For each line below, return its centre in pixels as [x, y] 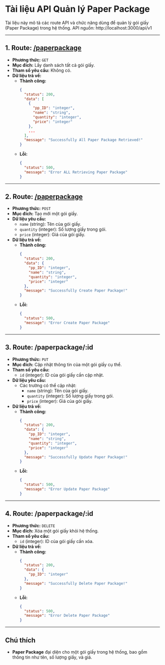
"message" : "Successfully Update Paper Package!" [76, 457]
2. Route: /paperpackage [44, 197]
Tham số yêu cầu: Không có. [42, 70]
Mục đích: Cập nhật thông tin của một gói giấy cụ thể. [67, 364]
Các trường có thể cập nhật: [48, 385]
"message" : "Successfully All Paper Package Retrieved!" [83, 140]
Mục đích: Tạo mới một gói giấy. [45, 214]
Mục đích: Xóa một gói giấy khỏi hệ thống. [55, 531]
